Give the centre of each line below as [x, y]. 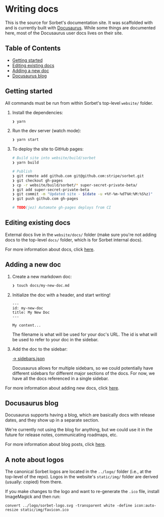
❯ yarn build [25, 163]
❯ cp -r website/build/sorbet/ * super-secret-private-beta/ [75, 185]
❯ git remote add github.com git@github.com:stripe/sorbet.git [78, 176]
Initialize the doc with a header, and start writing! [61, 295]
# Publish [22, 172]
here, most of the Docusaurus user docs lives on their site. [64, 33]
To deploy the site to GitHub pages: [48, 149]
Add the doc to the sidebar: [40, 349]
